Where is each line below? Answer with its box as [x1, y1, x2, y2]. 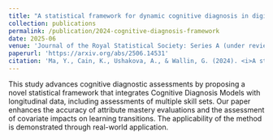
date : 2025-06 [8, 34, 57, 43]
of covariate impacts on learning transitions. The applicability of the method [8, 113, 262, 123]
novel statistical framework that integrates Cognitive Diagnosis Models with [8, 87, 261, 97]
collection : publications [8, 19, 96, 28]
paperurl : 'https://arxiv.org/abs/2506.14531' [8, 49, 169, 57]
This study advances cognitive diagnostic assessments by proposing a [8, 78, 245, 89]
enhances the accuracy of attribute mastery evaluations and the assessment [8, 104, 265, 114]
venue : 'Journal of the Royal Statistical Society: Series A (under [8, 42, 245, 50]
